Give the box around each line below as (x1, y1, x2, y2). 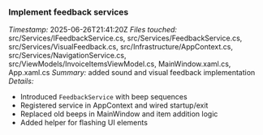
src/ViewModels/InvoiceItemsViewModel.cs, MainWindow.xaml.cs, (8, 59, 231, 69)
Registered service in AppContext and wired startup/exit (19, 100, 209, 111)
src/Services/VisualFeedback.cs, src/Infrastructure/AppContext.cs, (8, 42, 234, 52)
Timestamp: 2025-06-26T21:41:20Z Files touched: (8, 25, 177, 35)
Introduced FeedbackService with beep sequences (19, 92, 188, 102)
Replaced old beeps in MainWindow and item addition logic (19, 109, 218, 119)
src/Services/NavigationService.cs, (8, 51, 127, 61)
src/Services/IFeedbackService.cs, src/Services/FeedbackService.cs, (8, 33, 243, 43)
